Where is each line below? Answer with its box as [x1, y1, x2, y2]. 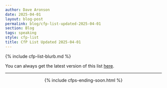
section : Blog [5, 26, 35, 31]
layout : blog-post [5, 16, 43, 21]
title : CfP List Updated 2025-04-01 [5, 40, 81, 45]
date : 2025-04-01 [5, 12, 41, 17]
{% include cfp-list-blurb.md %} [5, 53, 71, 59]
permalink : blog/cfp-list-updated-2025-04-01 [5, 21, 101, 26]
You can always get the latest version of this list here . [5, 63, 114, 69]
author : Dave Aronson [5, 7, 50, 12]
